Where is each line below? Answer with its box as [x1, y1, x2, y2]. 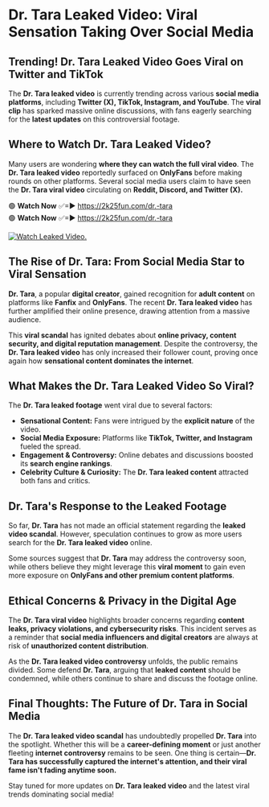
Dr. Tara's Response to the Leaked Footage [8, 499, 227, 513]
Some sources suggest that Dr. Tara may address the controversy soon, [8, 553, 247, 563]
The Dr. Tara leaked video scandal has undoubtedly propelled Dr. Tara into [8, 730, 257, 740]
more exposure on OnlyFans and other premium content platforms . [8, 570, 235, 581]
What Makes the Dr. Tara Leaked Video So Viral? [8, 379, 255, 393]
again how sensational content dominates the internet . [8, 356, 194, 366]
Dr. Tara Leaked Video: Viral [8, 6, 198, 24]
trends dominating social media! [8, 789, 115, 799]
